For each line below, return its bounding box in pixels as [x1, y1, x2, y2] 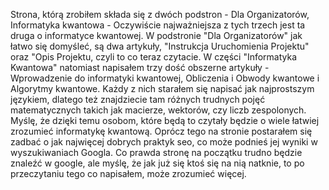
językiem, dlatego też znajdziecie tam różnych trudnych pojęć [10, 94, 266, 105]
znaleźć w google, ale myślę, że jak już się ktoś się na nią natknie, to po [10, 157, 305, 169]
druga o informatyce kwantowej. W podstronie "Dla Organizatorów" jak [10, 30, 303, 41]
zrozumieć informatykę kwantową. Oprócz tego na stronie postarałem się [10, 125, 313, 137]
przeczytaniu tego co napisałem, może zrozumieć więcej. [10, 168, 247, 179]
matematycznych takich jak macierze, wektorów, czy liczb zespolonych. [10, 104, 307, 116]
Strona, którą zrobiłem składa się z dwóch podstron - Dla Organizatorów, [10, 9, 310, 20]
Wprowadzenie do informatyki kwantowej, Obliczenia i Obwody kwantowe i [10, 72, 320, 84]
